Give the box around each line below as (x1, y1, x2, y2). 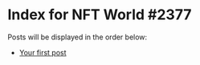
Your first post (18, 47, 67, 57)
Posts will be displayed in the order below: (7, 32, 148, 42)
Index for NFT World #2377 (7, 6, 192, 24)
